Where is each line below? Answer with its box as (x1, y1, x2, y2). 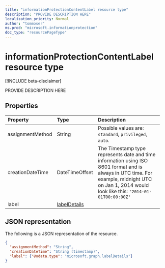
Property (7, 116, 29, 123)
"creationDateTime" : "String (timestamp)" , (9, 249, 100, 254)
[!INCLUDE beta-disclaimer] (5, 78, 61, 84)
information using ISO (98, 157, 148, 164)
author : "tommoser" (5, 21, 45, 26)
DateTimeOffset (56, 169, 93, 176)
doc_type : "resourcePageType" (5, 30, 67, 35)
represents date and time (98, 151, 156, 158)
